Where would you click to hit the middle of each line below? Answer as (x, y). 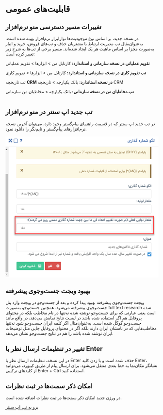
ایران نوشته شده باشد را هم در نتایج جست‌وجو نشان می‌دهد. (59, 333)
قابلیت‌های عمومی (38, 9)
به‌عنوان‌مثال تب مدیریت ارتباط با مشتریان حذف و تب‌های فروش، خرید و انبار (74, 44)
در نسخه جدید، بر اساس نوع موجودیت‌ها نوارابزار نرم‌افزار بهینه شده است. (72, 38)
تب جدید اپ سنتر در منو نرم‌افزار (49, 112)
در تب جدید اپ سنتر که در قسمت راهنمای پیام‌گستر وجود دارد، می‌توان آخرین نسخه (80, 124)
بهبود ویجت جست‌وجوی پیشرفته (48, 291)
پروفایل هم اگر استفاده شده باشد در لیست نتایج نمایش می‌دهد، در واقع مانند (74, 318)
